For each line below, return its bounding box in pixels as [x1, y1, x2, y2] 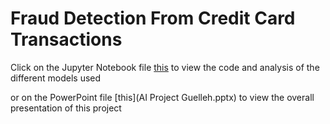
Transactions [10, 28, 123, 51]
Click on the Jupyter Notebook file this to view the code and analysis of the [10, 61, 320, 73]
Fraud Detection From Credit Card [10, 7, 296, 30]
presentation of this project [10, 102, 122, 114]
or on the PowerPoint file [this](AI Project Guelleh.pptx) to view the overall [10, 91, 315, 103]
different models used [10, 72, 102, 84]
